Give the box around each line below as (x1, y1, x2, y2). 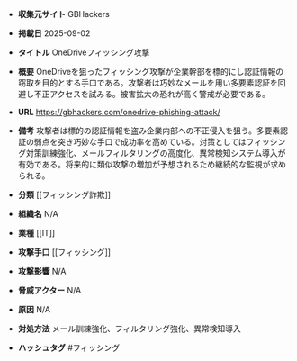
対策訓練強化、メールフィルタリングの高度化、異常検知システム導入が (25, 148, 286, 158)
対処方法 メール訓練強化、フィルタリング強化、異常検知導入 (17, 323, 241, 334)
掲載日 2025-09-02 (17, 28, 91, 39)
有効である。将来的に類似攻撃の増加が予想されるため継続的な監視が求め (17, 159, 286, 169)
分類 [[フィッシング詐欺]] (17, 189, 111, 200)
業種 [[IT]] (17, 228, 56, 238)
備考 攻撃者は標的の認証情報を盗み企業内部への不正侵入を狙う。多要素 (17, 125, 281, 136)
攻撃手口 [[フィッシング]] (17, 247, 111, 257)
